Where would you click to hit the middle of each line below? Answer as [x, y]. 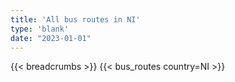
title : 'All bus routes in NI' [75, 19]
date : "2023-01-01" [51, 38]
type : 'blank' [40, 29]
